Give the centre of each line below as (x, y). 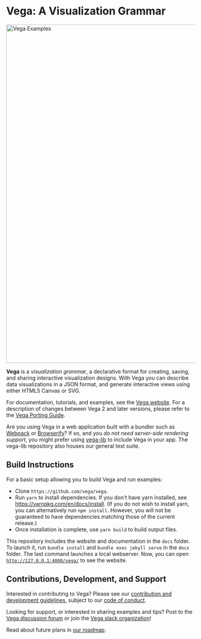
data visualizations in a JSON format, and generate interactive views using (98, 384)
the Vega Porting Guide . (36, 415)
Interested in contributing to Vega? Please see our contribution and (89, 593)
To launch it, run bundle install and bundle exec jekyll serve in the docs (98, 547)
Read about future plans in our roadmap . (56, 629)
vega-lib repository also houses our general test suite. (73, 446)
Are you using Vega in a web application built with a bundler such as (91, 427)
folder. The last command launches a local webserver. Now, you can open (97, 554)
